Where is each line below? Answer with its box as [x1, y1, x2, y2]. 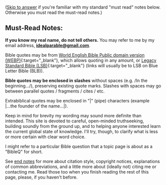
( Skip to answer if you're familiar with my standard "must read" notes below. [5, 4, 161, 10]
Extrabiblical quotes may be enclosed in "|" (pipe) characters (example [5, 97, 150, 103]
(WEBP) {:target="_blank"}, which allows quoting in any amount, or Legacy [5, 57, 157, 63]
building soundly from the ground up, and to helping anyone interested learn [5, 123, 161, 129]
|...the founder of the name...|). [5, 103, 68, 109]
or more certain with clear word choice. [5, 134, 86, 140]
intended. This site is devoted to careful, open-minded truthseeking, [5, 118, 144, 124]
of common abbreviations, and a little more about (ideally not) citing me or [5, 164, 157, 170]
